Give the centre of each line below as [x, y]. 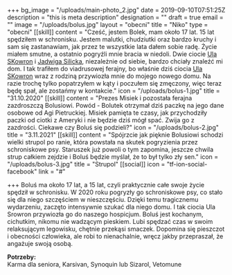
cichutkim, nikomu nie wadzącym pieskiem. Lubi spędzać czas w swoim [110, 221]
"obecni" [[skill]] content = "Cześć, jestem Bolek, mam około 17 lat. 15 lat [111, 32]
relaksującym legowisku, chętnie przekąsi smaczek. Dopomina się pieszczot [116, 229]
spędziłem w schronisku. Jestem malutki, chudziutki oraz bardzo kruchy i [112, 39]
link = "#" [52, 171]
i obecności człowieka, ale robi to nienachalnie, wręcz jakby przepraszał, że [115, 236]
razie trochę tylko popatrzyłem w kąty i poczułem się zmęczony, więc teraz [115, 83]
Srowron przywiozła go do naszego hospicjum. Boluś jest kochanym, [105, 214]
